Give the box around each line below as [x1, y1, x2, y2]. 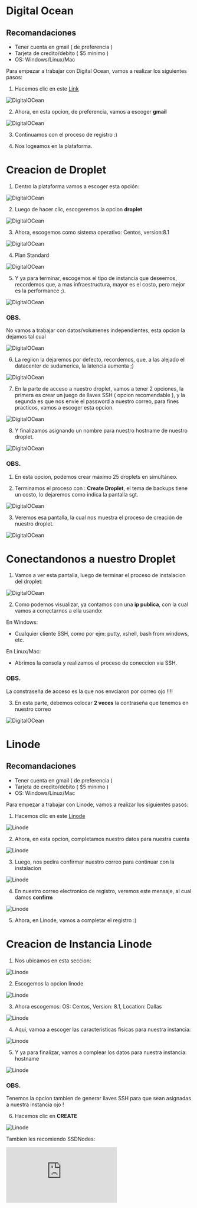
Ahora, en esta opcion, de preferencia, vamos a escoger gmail [14, 108, 167, 115]
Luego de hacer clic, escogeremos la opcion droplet [14, 205, 143, 212]
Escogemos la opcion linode [14, 980, 84, 987]
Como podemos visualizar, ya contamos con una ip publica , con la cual [14, 601, 189, 608]
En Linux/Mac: [6, 648, 41, 655]
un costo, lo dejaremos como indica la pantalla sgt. [14, 491, 139, 498]
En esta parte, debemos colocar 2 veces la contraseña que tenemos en [14, 699, 189, 706]
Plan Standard [14, 252, 50, 259]
